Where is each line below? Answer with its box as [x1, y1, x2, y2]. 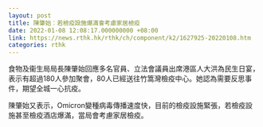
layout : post [8, 11, 52, 20]
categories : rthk [8, 41, 66, 49]
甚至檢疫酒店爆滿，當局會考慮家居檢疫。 [14, 110, 148, 120]
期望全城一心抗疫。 [22, 84, 85, 94]
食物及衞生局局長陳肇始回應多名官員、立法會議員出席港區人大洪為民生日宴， [8, 64, 260, 74]
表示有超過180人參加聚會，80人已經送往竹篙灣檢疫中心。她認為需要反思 [8, 74, 245, 83]
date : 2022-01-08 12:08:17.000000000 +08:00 [8, 26, 159, 34]
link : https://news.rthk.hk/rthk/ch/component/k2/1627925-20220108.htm [8, 33, 251, 42]
